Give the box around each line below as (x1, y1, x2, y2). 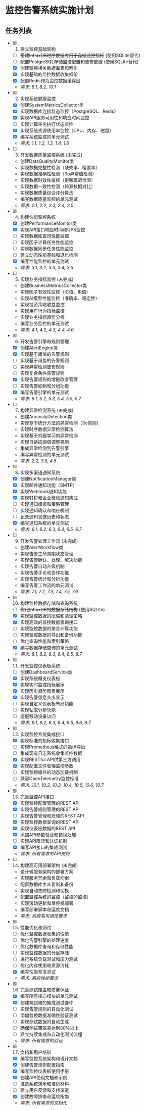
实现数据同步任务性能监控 (20, 246, 74, 252)
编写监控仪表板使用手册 (20, 1068, 69, 1074)
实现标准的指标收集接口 (20, 738, 69, 744)
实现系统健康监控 (20, 95, 56, 102)
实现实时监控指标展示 (20, 682, 65, 688)
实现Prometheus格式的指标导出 (20, 744, 86, 750)
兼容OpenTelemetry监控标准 (20, 776, 79, 782)
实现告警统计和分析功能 (20, 576, 69, 582)
